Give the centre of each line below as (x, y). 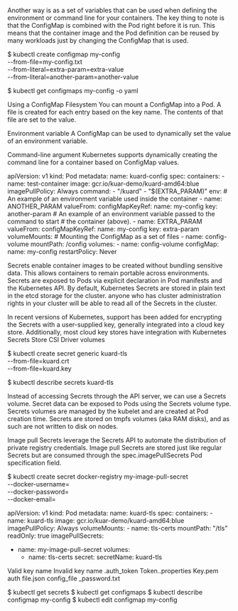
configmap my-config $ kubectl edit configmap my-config (92, 600)
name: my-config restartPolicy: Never (62, 251)
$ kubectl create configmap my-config (64, 54)
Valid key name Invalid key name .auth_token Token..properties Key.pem (113, 571)
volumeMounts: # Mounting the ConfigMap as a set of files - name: (106, 237)
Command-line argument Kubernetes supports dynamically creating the (113, 155)
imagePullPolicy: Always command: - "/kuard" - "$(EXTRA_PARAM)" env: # (118, 191)
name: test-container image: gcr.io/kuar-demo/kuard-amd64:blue (103, 184)
